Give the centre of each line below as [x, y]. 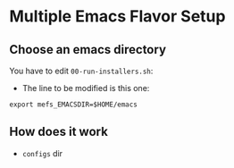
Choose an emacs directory [88, 50]
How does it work [59, 132]
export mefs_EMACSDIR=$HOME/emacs [74, 105]
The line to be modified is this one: [86, 88]
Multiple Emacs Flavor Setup [117, 17]
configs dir [42, 153]
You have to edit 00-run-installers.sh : [81, 71]
